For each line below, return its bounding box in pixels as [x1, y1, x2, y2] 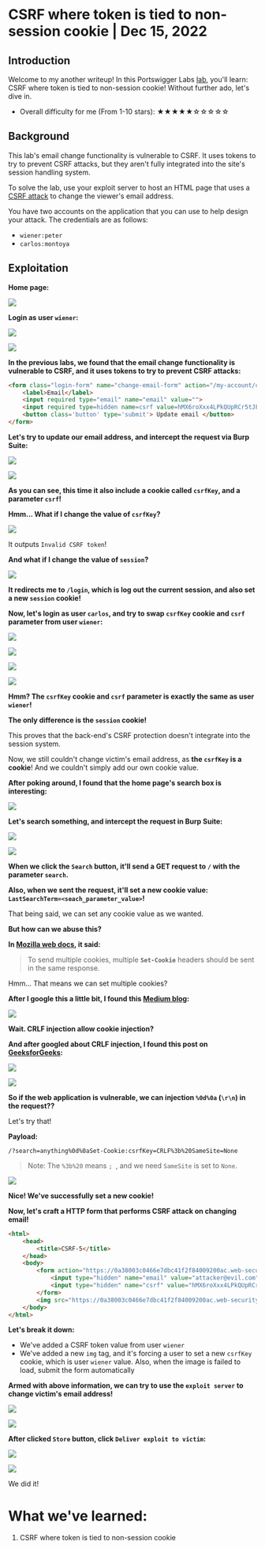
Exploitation [8, 262, 69, 275]
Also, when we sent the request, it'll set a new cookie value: [8, 885, 209, 895]
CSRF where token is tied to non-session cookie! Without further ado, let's [8, 83, 250, 92]
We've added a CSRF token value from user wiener [19, 1340, 185, 1350]
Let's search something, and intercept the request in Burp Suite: [8, 816, 223, 826]
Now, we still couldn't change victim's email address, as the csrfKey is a [8, 754, 242, 763]
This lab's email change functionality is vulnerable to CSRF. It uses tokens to [8, 150, 256, 160]
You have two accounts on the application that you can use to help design [8, 206, 248, 216]
